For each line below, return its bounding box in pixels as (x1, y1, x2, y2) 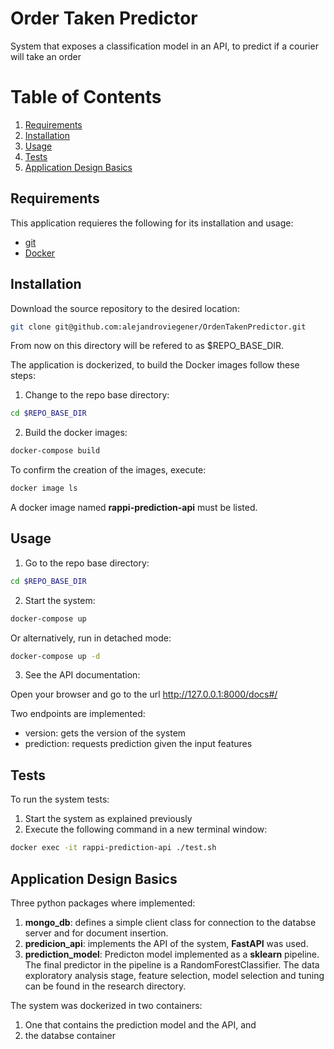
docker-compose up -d (10, 651, 101, 661)
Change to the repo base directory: (24, 389, 170, 401)
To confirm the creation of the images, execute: (10, 464, 207, 476)
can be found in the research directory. (24, 980, 187, 992)
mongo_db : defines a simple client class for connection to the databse (24, 916, 317, 928)
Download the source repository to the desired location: (10, 302, 240, 314)
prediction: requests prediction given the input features (24, 738, 253, 750)
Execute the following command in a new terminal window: (24, 823, 268, 836)
